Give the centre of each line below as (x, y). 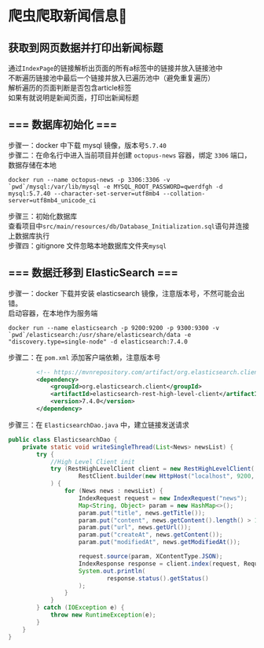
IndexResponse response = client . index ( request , (159, 564)
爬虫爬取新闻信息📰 (68, 16)
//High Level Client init (92, 461)
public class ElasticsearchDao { (63, 439)
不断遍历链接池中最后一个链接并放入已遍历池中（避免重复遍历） (111, 78)
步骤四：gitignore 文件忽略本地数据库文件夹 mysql (88, 246)
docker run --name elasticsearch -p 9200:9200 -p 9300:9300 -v (114, 328)
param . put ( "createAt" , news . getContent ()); (150, 535)
